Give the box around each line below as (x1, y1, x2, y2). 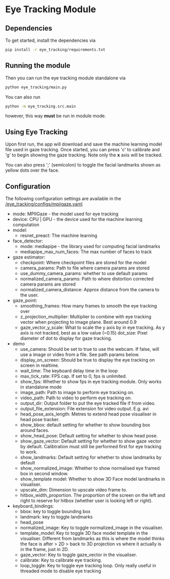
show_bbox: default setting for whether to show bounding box (20, 422, 151, 428)
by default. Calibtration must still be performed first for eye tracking (20, 444, 161, 450)
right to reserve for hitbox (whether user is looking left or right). (20, 498, 153, 504)
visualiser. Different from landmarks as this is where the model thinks (20, 536, 165, 542)
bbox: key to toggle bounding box (20, 508, 91, 515)
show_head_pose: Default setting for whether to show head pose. (20, 433, 158, 439)
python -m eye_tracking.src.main (5, 103, 76, 109)
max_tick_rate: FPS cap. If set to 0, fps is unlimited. (20, 373, 127, 379)
